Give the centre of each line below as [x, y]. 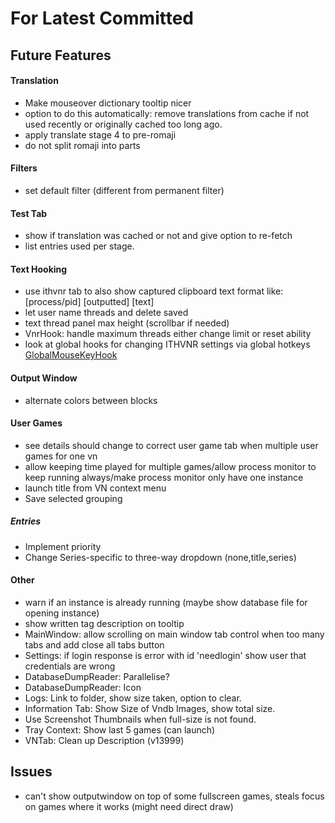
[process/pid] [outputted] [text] [89, 302]
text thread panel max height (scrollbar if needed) [127, 323]
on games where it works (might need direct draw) [129, 806]
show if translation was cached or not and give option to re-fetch [158, 236]
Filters [24, 168]
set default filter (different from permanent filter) [124, 190]
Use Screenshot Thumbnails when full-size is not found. [140, 719]
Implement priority [63, 546]
